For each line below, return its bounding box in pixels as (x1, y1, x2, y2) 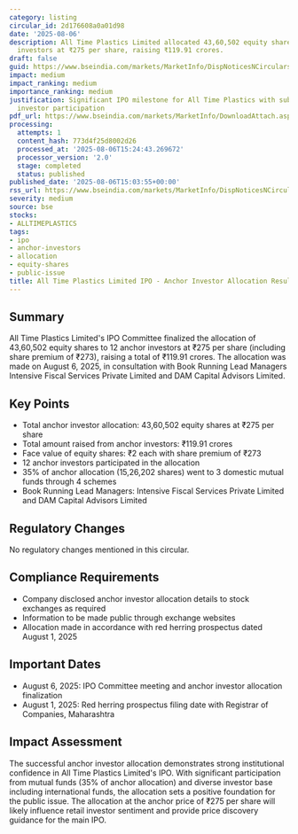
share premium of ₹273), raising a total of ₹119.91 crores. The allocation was (9, 352, 286, 362)
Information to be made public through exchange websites (21, 612, 236, 623)
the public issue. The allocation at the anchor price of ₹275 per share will (9, 795, 276, 807)
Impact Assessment (9, 735, 122, 750)
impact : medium (9, 71, 66, 80)
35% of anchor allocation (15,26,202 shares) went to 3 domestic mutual (21, 467, 284, 478)
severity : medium (9, 194, 74, 204)
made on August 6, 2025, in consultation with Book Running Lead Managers (9, 361, 287, 372)
